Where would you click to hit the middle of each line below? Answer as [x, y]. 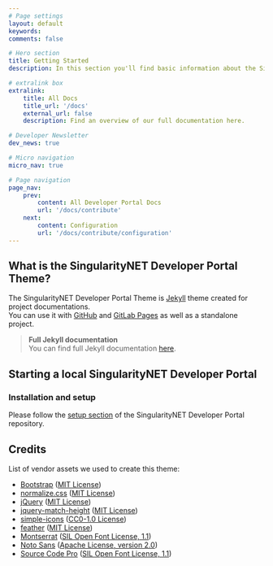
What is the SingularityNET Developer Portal [123, 266]
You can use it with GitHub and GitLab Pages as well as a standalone [123, 316]
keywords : [25, 31]
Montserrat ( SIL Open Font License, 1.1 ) [86, 536]
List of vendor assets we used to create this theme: [94, 468]
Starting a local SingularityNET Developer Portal [133, 374]
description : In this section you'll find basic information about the [132, 69]
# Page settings [36, 16]
